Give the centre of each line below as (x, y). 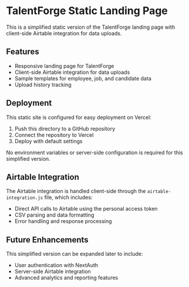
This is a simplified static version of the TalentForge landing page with (91, 27)
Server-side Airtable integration (53, 272)
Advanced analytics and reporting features (66, 278)
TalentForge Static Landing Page (87, 11)
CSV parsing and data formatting (54, 215)
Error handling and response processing (63, 221)
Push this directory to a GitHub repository (65, 129)
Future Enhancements (48, 240)
